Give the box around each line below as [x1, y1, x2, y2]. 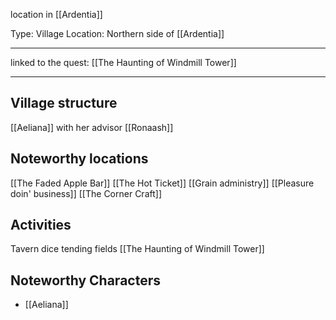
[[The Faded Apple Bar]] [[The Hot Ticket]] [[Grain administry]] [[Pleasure [10, 177, 315, 189]
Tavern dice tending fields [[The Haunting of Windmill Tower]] [10, 243, 265, 255]
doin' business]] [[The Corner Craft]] [10, 187, 162, 199]
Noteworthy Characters [10, 272, 161, 289]
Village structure [10, 95, 118, 112]
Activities [10, 217, 72, 234]
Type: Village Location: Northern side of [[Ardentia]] [10, 28, 225, 39]
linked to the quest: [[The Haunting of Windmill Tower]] [10, 57, 237, 68]
